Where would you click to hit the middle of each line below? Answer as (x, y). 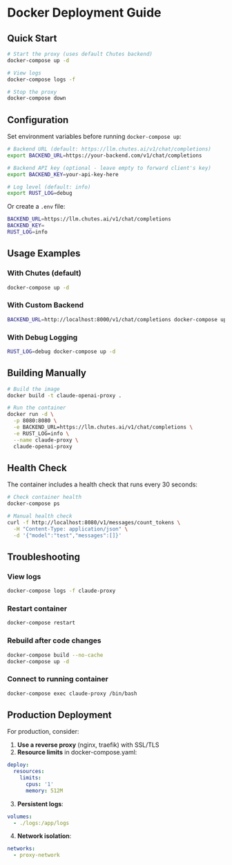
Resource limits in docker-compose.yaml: (77, 752)
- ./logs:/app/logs (41, 823)
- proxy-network (37, 855)
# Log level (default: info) (49, 187)
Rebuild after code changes (54, 640)
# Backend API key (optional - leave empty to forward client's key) (109, 168)
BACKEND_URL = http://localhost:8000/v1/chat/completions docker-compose (112, 319)
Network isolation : (44, 836)
